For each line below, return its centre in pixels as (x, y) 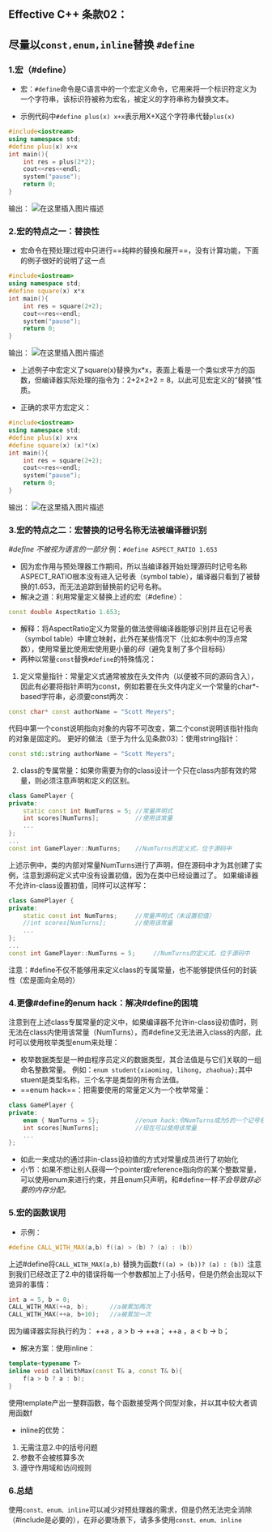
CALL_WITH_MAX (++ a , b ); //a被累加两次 (80, 1307)
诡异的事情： (30, 1284)
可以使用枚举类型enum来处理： (67, 1043)
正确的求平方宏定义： (55, 408)
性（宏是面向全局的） (44, 979)
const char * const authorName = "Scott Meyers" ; (92, 712)
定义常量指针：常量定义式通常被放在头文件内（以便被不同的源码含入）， (139, 676)
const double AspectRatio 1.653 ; (65, 612)
